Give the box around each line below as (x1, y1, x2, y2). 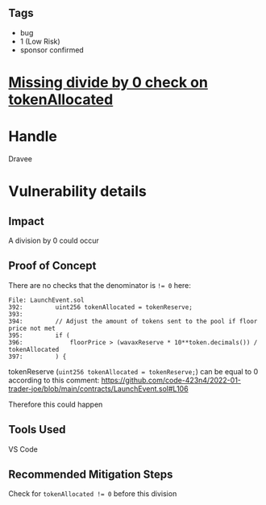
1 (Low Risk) (19, 36, 60, 46)
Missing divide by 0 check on (8, 73, 208, 91)
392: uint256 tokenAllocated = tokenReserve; (8, 303, 193, 311)
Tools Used (8, 423, 66, 436)
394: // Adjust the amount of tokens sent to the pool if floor (8, 317, 258, 325)
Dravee (8, 153, 32, 164)
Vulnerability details (8, 182, 147, 201)
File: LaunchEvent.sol (8, 296, 85, 304)
